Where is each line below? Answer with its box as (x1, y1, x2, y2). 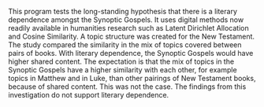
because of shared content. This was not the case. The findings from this (8, 82, 247, 91)
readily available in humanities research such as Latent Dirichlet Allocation (8, 24, 250, 32)
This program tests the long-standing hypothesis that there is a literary (8, 7, 238, 16)
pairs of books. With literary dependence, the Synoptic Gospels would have (8, 49, 254, 57)
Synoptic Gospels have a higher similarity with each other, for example (8, 65, 238, 74)
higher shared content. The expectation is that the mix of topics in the (8, 57, 235, 66)
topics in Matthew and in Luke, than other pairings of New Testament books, (8, 74, 256, 83)
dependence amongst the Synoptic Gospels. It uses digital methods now (8, 15, 244, 24)
